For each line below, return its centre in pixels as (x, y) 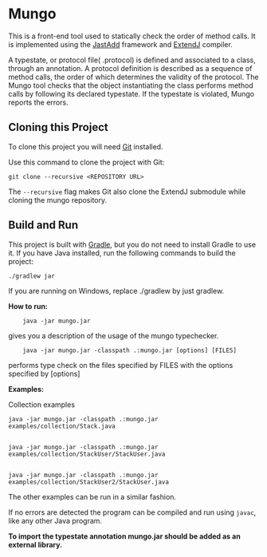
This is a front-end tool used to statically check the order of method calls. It (132, 36)
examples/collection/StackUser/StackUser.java (87, 454)
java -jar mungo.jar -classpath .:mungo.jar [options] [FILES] (130, 350)
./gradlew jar (32, 276)
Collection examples (42, 405)
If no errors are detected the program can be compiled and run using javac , (132, 512)
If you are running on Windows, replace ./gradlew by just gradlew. (116, 290)
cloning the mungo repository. (58, 199)
